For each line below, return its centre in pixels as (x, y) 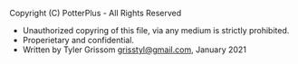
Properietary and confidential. (78, 40)
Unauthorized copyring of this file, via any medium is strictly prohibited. (156, 30)
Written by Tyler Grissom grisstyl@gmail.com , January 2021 (135, 50)
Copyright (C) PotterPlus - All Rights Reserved (96, 13)
